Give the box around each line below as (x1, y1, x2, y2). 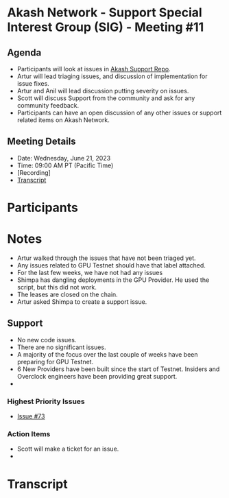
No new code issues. (16, 335, 77, 344)
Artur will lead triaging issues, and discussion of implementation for (16, 72, 208, 80)
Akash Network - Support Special (7, 5, 202, 21)
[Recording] (16, 168, 51, 176)
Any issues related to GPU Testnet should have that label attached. (16, 261, 206, 269)
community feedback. (16, 102, 80, 109)
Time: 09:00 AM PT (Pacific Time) (16, 161, 114, 169)
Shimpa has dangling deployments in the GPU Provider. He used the (16, 276, 210, 284)
